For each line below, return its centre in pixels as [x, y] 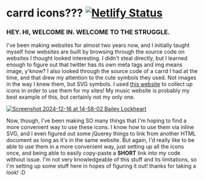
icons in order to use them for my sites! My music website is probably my [98, 91]
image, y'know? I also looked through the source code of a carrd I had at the [102, 71]
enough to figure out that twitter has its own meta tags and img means [94, 65]
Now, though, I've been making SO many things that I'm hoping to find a [97, 121]
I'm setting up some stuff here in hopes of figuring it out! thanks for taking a [101, 166]
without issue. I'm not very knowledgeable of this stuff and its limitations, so [101, 160]
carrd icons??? [45, 13]
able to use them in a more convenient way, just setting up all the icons [95, 147]
